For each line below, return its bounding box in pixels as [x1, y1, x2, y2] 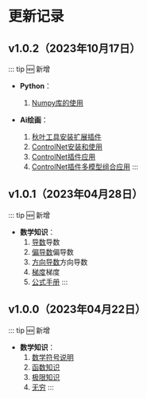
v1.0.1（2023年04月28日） [8, 188, 143, 201]
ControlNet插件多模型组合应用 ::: [31, 162, 139, 172]
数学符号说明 [31, 352, 74, 361]
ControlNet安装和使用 [31, 142, 103, 152]
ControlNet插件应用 [31, 152, 96, 161]
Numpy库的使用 [31, 98, 83, 108]
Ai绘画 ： [19, 115, 49, 124]
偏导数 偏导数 [31, 247, 74, 256]
